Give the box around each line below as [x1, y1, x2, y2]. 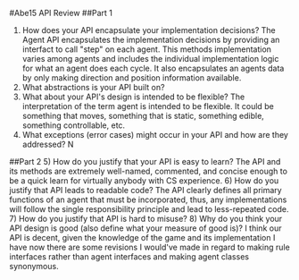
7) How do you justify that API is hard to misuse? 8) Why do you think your [9, 214, 283, 224]
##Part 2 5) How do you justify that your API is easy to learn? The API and [9, 157, 281, 166]
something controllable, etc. [21, 120, 126, 131]
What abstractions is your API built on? [21, 82, 165, 92]
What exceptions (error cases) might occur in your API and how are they [21, 130, 288, 140]
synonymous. [9, 261, 60, 271]
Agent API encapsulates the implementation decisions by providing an [21, 35, 280, 45]
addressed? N [21, 139, 74, 149]
